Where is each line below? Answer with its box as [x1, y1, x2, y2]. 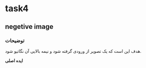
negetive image [5, 23, 54, 31]
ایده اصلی [5, 57, 23, 64]
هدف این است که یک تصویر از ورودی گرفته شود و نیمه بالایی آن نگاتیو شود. [5, 48, 142, 54]
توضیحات [5, 37, 24, 44]
